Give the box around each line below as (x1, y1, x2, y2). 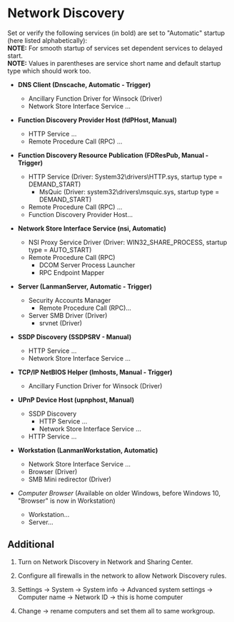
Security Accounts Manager (28, 296, 111, 304)
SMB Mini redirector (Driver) (28, 475, 112, 483)
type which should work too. (7, 66, 91, 75)
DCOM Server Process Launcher (39, 261, 136, 269)
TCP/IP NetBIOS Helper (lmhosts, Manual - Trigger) (17, 368, 173, 376)
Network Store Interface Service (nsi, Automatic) (17, 224, 166, 233)
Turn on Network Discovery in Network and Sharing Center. (17, 557, 193, 566)
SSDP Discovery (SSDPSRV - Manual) (17, 332, 132, 341)
